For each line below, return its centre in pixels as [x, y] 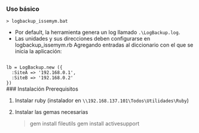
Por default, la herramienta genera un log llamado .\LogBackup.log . [97, 32]
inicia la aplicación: [38, 51]
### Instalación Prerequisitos [42, 89]
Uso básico [23, 9]
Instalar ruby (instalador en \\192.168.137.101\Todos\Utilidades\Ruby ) [102, 101]
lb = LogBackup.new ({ [34, 67]
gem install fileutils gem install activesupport [85, 123]
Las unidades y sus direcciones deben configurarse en [82, 39]
